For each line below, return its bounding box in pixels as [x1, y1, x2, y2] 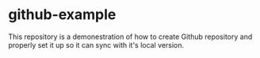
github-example [8, 6, 117, 24]
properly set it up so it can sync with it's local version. [8, 40, 185, 49]
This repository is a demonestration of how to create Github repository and [8, 32, 253, 41]
